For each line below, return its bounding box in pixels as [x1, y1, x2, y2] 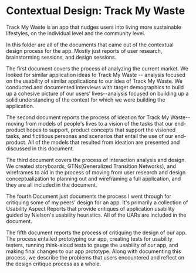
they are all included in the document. [6, 181, 97, 188]
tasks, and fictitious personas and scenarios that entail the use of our [6, 132, 174, 139]
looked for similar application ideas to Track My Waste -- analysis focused [6, 71, 186, 78]
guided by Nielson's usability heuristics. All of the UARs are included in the [6, 211, 187, 218]
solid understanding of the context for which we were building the [6, 96, 165, 103]
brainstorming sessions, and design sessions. [6, 53, 117, 60]
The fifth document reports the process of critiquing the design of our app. [6, 229, 187, 236]
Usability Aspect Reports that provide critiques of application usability [6, 205, 175, 212]
